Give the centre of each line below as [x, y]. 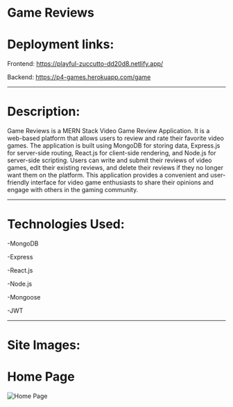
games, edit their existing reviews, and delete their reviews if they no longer [115, 168]
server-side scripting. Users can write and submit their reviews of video [110, 160]
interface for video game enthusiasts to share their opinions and [122, 182]
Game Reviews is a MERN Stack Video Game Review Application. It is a [109, 131]
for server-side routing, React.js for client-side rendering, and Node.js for [112, 153]
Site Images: [44, 345]
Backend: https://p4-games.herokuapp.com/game [79, 77]
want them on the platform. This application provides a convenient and [108, 175]
